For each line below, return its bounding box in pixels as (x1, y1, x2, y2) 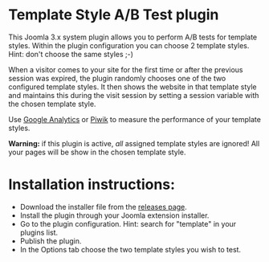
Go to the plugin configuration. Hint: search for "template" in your (19, 219, 237, 228)
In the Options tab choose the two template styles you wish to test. (19, 244, 242, 254)
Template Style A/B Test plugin (8, 6, 219, 24)
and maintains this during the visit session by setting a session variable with (8, 90, 259, 100)
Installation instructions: (8, 175, 175, 194)
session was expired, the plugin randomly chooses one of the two (8, 73, 226, 83)
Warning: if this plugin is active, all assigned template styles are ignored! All (8, 138, 260, 148)
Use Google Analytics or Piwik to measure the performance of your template (8, 114, 261, 124)
